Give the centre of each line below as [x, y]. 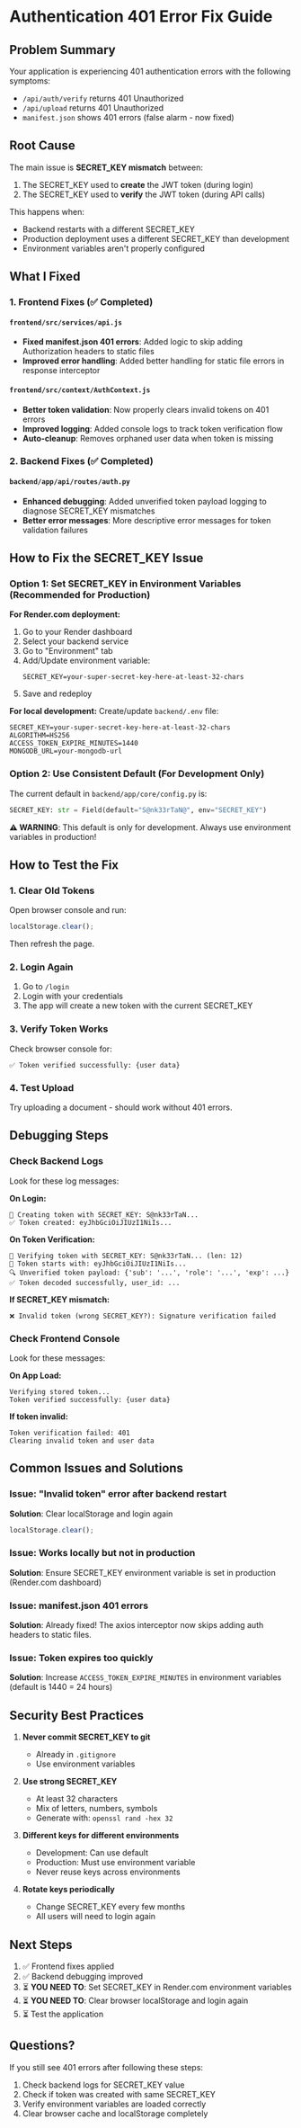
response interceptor [61, 371]
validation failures [55, 530]
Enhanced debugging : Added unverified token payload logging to [144, 501]
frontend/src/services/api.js [66, 322]
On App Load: [35, 1375]
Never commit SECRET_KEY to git [86, 1737]
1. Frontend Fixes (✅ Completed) [81, 302]
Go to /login [46, 987]
